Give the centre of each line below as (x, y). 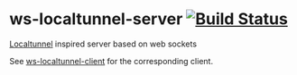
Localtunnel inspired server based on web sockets (103, 44)
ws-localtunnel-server (96, 19)
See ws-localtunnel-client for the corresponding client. (111, 61)
